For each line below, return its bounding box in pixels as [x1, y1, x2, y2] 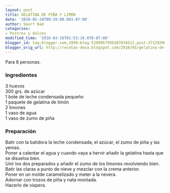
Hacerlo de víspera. [5, 182, 47, 188]
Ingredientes [5, 71, 37, 78]
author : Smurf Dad [5, 21, 44, 27]
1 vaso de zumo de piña [5, 115, 55, 121]
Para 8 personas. [5, 59, 41, 65]
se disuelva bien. [5, 155, 40, 162]
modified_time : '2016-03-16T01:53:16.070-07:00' [5, 36, 110, 41]
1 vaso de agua [5, 110, 37, 116]
